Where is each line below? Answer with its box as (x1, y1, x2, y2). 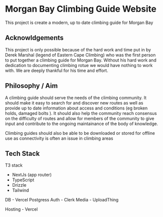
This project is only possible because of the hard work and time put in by (5, 46, 151, 52)
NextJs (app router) (12, 172, 52, 178)
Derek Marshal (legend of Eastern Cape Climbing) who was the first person (5, 52, 156, 58)
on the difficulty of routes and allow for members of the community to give (5, 115, 155, 121)
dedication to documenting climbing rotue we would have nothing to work (5, 62, 153, 68)
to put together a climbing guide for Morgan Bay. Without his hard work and (5, 57, 157, 63)
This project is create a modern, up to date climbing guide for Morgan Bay (5, 20, 153, 25)
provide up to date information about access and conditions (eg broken (5, 105, 148, 111)
